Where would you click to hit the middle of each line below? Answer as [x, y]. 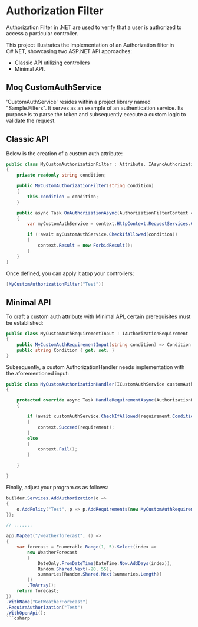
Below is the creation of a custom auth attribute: [64, 153]
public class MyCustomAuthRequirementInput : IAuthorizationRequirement [97, 334]
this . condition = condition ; [63, 197]
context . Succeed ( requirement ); [76, 427]
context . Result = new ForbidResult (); [85, 246]
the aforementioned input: [38, 373]
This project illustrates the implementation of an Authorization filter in [90, 45]
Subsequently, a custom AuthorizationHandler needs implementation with [95, 367]
